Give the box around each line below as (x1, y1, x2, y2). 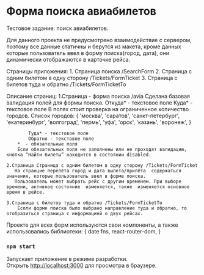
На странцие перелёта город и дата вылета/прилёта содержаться (14, 167, 182, 174)
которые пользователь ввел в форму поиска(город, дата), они (6, 49, 170, 56)
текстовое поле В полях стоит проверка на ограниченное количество (6, 105, 189, 112)
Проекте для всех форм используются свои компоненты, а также (6, 221, 178, 229)
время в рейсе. (6, 189, 45, 195)
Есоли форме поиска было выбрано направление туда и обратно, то (17, 205, 188, 211)
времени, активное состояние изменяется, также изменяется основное (6, 183, 190, 190)
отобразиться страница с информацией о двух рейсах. (6, 210, 144, 216)
